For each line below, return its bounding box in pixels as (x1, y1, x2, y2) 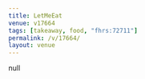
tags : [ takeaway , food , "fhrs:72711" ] (8, 26, 138, 34)
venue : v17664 (8, 19, 56, 27)
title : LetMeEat (8, 11, 62, 20)
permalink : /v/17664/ (8, 34, 81, 42)
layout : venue (8, 41, 56, 49)
